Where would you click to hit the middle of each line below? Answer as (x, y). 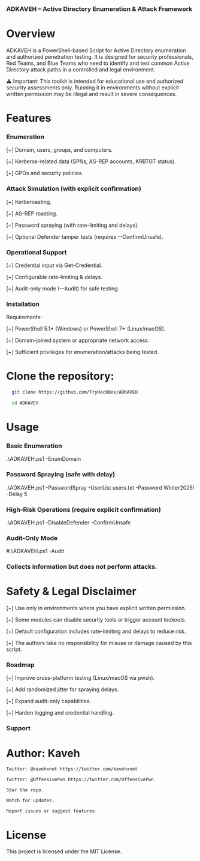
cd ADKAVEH (25, 403)
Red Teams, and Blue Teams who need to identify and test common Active (98, 63)
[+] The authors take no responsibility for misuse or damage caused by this (99, 643)
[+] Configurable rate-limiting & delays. (54, 277)
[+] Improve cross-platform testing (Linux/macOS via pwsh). (81, 678)
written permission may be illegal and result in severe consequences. (92, 94)
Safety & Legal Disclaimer (71, 591)
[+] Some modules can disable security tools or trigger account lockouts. (96, 620)
